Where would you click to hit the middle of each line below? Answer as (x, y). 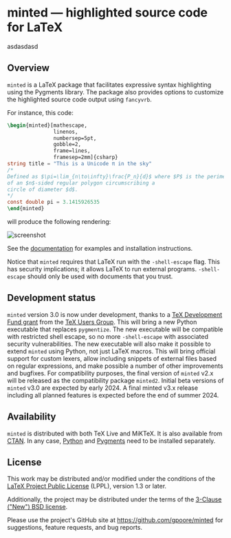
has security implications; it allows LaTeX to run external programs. (102, 269)
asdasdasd (23, 46)
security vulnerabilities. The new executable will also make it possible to (109, 344)
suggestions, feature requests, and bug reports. (75, 528)
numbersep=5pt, (75, 138)
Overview (29, 68)
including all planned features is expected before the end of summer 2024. (113, 395)
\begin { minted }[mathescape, (47, 125)
